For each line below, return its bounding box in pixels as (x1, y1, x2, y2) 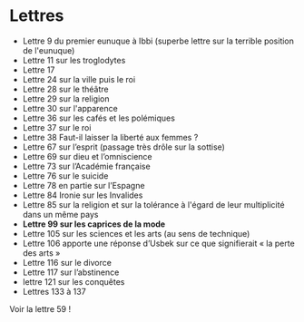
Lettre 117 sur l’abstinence (22, 267, 120, 278)
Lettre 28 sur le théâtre (22, 83, 109, 94)
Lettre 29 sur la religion (22, 93, 111, 104)
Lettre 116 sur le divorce (22, 257, 112, 268)
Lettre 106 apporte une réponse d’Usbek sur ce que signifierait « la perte (22, 238, 295, 249)
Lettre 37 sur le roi (22, 122, 92, 132)
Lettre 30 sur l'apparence (22, 102, 118, 113)
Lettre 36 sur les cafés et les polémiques (22, 112, 175, 123)
